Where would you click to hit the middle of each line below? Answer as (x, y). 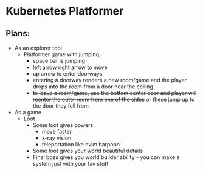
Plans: (18, 34)
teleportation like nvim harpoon (81, 144)
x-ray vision (57, 138)
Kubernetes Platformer (65, 11)
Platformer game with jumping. (62, 54)
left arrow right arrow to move (70, 67)
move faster (57, 132)
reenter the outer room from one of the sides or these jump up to (114, 99)
